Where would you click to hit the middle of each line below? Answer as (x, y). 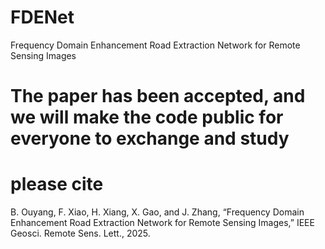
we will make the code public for (147, 117)
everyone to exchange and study (150, 138)
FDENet (42, 17)
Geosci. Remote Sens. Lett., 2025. (80, 233)
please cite (57, 184)
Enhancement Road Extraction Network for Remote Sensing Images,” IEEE (162, 223)
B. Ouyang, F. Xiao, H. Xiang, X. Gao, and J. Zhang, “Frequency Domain (157, 212)
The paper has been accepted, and (158, 96)
